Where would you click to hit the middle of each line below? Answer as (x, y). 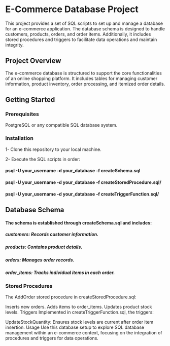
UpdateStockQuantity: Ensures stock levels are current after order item (79, 322)
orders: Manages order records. (40, 260)
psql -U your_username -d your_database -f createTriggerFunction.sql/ (82, 194)
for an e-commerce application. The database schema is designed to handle (85, 28)
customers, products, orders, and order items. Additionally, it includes (78, 34)
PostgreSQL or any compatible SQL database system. (61, 125)
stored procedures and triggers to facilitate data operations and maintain (81, 40)
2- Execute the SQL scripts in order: (43, 159)
